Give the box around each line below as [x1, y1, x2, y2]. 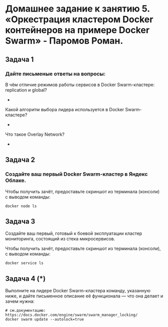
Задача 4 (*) [5, 274, 46, 283]
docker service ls [5, 261, 44, 266]
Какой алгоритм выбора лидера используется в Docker [5, 106, 124, 112]
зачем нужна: [5, 298, 35, 304]
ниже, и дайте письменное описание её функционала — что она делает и [5, 293, 163, 299]
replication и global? [5, 87, 47, 93]
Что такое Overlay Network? [5, 131, 65, 137]
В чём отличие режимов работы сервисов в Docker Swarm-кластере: [5, 81, 155, 88]
